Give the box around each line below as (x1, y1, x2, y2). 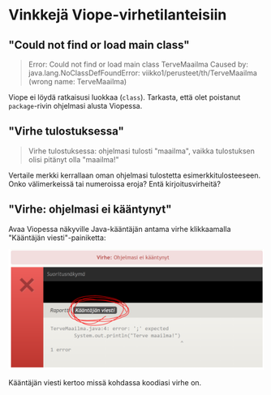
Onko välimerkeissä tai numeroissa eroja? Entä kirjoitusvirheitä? (8, 178, 222, 188)
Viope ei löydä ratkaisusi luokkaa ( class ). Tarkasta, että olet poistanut (8, 92, 241, 102)
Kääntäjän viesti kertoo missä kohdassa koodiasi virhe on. (8, 377, 202, 387)
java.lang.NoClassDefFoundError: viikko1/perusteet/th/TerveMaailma (28, 68, 258, 78)
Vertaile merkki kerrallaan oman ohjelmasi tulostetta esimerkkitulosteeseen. (8, 170, 261, 180)
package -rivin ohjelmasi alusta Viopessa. (8, 101, 143, 110)
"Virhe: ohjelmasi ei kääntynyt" (8, 203, 172, 217)
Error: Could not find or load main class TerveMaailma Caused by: (28, 59, 249, 69)
